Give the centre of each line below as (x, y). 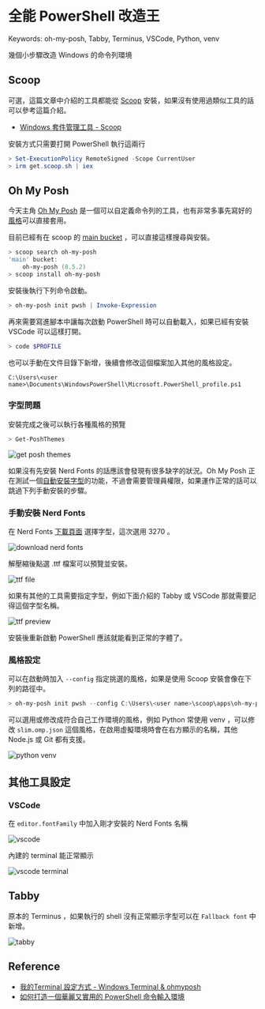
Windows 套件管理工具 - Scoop (71, 126)
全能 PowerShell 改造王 (84, 16)
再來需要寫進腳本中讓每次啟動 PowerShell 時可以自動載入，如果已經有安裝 (129, 322)
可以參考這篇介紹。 (39, 110)
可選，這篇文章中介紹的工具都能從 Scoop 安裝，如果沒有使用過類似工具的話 (131, 100)
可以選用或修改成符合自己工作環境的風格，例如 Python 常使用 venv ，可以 (128, 720)
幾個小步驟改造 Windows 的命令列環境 (70, 55)
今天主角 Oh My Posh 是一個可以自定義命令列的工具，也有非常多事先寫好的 (130, 211)
